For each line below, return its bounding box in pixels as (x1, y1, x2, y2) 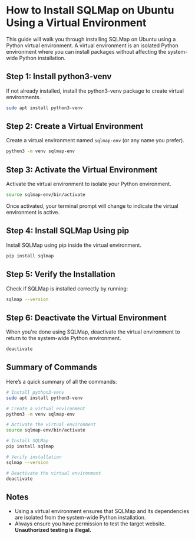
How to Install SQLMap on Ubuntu (6, 4, 174, 17)
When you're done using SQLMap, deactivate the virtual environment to (6, 328, 180, 335)
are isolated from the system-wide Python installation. (14, 514, 146, 521)
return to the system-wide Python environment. (6, 335, 121, 342)
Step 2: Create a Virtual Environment (6, 122, 143, 132)
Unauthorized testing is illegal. (14, 527, 91, 534)
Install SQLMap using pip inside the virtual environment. (6, 241, 141, 249)
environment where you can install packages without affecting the (6, 48, 167, 55)
